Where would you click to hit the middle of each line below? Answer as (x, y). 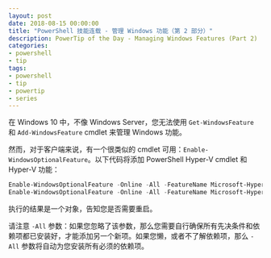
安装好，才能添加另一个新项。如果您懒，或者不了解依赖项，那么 (142, 236)
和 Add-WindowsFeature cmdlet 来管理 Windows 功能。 (98, 132)
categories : (28, 46)
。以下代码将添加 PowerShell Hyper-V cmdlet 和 (167, 160)
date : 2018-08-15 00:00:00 (54, 23)
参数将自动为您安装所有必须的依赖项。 (85, 246)
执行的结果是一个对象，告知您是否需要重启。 (83, 209)
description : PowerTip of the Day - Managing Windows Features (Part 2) (133, 38)
